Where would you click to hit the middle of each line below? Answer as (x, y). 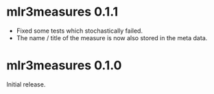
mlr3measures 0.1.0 (64, 66)
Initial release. (26, 84)
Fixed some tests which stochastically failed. (80, 31)
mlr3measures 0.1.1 (62, 12)
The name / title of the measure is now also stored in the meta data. (112, 37)
